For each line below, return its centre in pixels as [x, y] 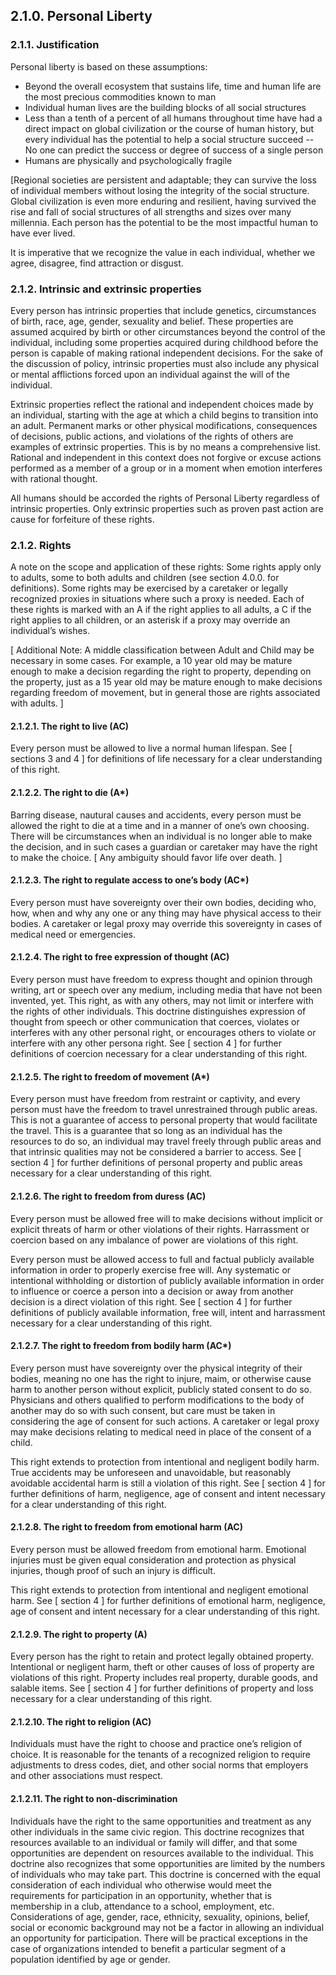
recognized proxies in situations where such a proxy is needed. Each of [157, 599]
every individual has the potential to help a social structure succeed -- [169, 139]
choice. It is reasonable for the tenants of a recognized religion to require [161, 1755]
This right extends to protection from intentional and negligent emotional [159, 1590]
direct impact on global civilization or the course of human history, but [169, 128]
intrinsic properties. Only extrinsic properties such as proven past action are [167, 508]
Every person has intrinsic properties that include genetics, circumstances [163, 310]
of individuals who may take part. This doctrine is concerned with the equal [165, 1874]
